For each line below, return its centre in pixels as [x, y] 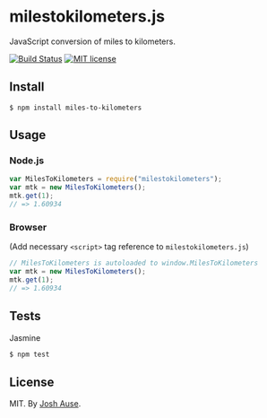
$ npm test [30, 354]
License [32, 382]
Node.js [27, 161]
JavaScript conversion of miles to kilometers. [93, 41]
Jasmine [25, 337]
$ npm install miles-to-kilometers [76, 108]
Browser [28, 227]
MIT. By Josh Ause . [45, 404]
